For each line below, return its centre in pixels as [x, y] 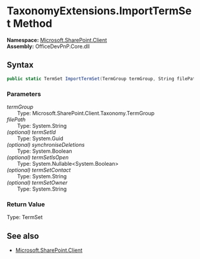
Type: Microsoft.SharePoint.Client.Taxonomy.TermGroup [86, 113]
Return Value [26, 204]
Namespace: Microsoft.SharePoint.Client [57, 40]
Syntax [20, 65]
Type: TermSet [25, 217]
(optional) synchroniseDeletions [46, 144]
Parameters [24, 94]
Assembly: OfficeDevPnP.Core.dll [48, 46]
